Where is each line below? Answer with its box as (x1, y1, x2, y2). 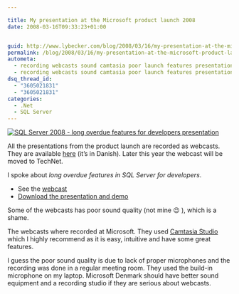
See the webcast (17, 184, 68, 193)
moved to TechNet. (7, 157, 64, 166)
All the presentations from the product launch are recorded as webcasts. (7, 142, 221, 150)
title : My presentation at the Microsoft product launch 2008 (7, 16, 196, 23)
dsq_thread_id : (7, 75, 53, 83)
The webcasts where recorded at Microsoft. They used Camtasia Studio (7, 227, 218, 236)
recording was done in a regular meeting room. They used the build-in (7, 264, 213, 273)
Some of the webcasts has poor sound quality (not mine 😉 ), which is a (7, 206, 217, 214)
